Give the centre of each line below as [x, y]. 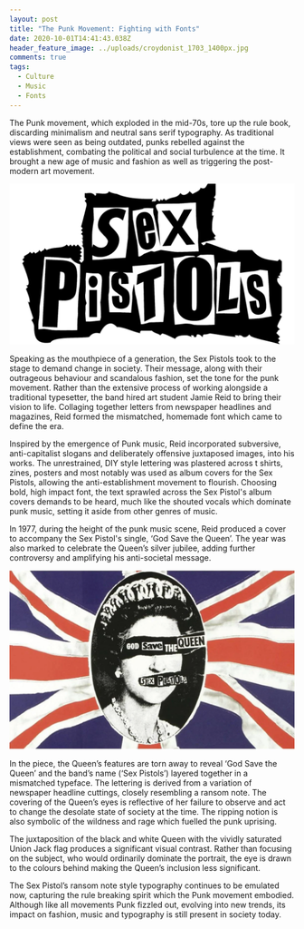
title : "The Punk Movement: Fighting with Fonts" [105, 29]
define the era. [37, 426]
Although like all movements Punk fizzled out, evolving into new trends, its [148, 905]
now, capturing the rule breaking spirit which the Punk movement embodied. [152, 895]
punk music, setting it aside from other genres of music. [114, 512]
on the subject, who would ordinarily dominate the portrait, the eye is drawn [151, 858]
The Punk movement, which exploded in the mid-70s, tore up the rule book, [150, 122]
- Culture [36, 77]
